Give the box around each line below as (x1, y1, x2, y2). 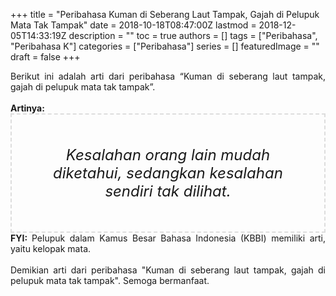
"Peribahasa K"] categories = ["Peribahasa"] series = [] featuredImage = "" (10, 40, 320, 52)
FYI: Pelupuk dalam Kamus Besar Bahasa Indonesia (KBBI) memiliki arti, (10, 232, 327, 244)
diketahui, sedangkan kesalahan (53, 164, 283, 183)
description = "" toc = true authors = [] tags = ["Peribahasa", (68, 30, 318, 41)
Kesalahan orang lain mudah (65, 145, 271, 164)
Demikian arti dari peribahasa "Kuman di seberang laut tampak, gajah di (10, 264, 326, 276)
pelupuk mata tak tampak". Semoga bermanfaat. (10, 275, 210, 286)
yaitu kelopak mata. (10, 243, 92, 254)
